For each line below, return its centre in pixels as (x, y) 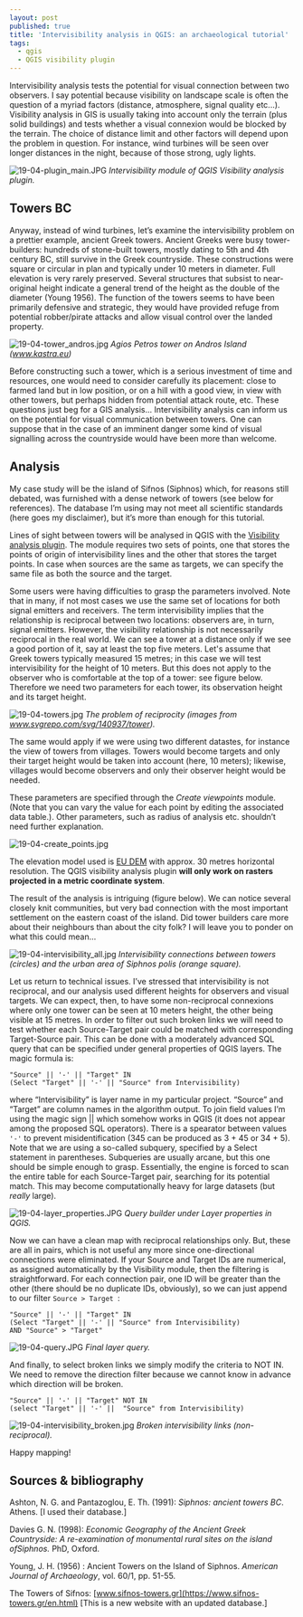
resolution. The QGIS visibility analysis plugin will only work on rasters (142, 870)
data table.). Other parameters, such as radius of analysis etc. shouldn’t (142, 816)
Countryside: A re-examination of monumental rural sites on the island (141, 1539)
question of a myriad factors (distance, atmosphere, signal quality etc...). (145, 105)
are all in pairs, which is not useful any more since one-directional (132, 1250)
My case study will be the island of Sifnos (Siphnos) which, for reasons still (149, 489)
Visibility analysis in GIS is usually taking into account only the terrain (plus (148, 114)
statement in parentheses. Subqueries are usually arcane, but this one (140, 1157)
